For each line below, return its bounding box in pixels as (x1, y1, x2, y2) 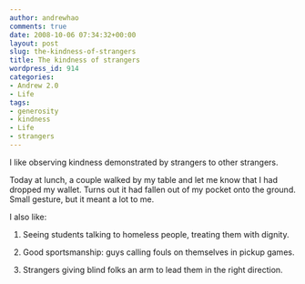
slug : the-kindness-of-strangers (9, 47, 137, 56)
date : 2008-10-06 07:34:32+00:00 (9, 30, 137, 39)
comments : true (9, 22, 67, 31)
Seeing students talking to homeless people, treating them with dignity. (22, 228, 290, 239)
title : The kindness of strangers (9, 56, 141, 65)
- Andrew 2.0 (9, 81, 59, 90)
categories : (9, 73, 55, 82)
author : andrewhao (9, 13, 79, 23)
